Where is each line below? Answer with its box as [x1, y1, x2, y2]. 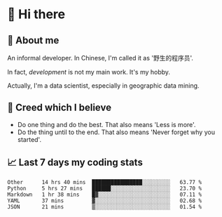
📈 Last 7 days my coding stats [7, 157, 144, 169]
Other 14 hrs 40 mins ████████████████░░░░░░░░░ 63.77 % [7, 178, 202, 185]
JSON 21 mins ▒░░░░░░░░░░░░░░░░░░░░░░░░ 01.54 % [7, 203, 202, 210]
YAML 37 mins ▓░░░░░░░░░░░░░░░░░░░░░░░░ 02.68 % [7, 197, 202, 204]
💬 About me [7, 34, 60, 46]
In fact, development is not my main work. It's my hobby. [7, 68, 170, 76]
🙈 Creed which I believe [7, 102, 112, 114]
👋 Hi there [7, 6, 65, 22]
